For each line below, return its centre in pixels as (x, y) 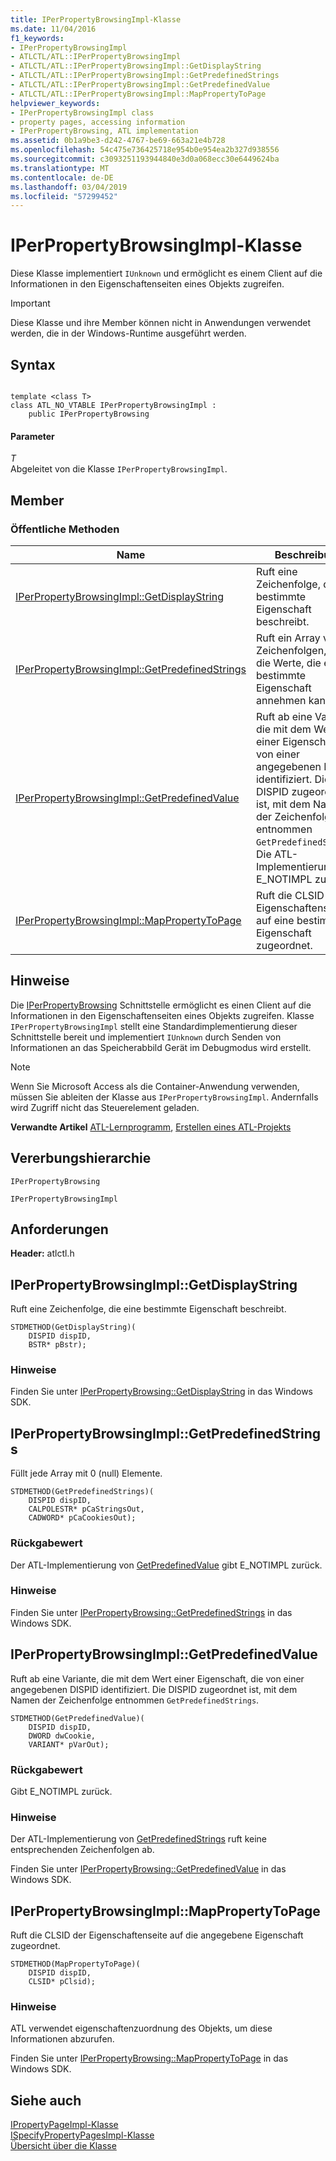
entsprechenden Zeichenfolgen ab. (82, 1850)
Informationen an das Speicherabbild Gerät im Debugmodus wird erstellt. (161, 1047)
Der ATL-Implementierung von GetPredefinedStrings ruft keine (138, 1839)
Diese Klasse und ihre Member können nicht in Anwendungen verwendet (161, 323)
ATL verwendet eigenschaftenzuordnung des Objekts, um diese (141, 2028)
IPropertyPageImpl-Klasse (64, 2125)
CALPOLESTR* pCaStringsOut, (86, 1509)
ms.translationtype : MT (60, 168)
